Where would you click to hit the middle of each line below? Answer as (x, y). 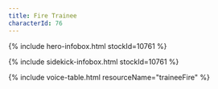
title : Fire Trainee (43, 16)
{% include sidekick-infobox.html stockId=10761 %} (94, 62)
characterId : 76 (35, 23)
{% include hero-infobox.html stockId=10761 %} (88, 46)
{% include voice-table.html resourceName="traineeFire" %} (109, 77)
